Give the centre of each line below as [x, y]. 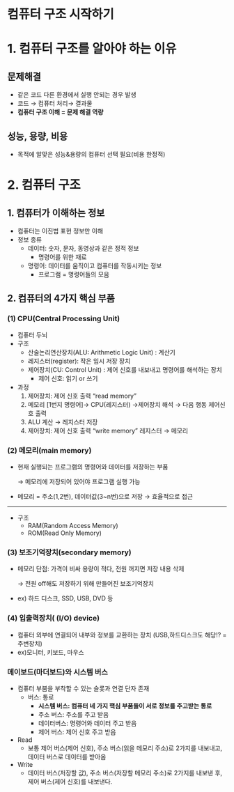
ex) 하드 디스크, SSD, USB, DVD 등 [65, 598]
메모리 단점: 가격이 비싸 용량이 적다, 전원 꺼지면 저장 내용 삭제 [101, 569]
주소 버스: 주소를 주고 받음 [73, 714]
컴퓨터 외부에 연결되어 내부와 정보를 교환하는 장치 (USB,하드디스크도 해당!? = [122, 635]
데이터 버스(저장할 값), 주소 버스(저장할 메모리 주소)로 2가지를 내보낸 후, [125, 772]
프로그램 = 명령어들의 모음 [74, 274]
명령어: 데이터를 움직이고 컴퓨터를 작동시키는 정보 [95, 266]
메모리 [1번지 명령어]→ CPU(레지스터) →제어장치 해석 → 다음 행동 [117, 404]
